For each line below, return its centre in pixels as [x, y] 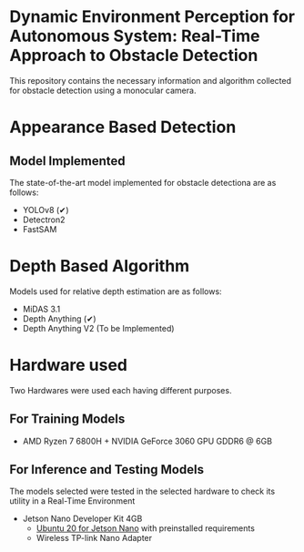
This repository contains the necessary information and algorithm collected [151, 80]
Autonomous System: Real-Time [135, 36]
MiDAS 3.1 [41, 309]
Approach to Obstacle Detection [134, 56]
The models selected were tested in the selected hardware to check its [142, 491]
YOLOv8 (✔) [46, 210]
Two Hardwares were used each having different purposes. [121, 390]
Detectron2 [44, 220]
